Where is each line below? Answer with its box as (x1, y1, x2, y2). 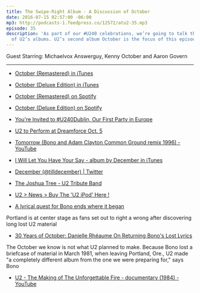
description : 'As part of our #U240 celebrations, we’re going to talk (6, 31, 187, 37)
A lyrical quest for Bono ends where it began (14, 203, 125, 210)
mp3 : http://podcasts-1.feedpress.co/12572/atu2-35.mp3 (6, 20, 148, 26)
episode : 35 (6, 25, 36, 31)
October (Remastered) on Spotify (14, 93, 96, 100)
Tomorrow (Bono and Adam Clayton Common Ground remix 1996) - (14, 139, 180, 146)
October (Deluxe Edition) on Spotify (14, 105, 102, 111)
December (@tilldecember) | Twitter (14, 168, 104, 175)
